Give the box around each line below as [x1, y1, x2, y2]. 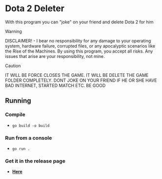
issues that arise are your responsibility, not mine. [5, 53, 105, 59]
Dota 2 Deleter [5, 3, 65, 14]
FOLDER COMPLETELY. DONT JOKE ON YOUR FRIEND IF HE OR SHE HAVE [5, 77, 157, 83]
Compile [5, 111, 25, 118]
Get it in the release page [5, 158, 66, 164]
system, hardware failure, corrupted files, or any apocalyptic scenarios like [5, 43, 155, 49]
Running [5, 97, 32, 105]
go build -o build [12, 123, 50, 128]
